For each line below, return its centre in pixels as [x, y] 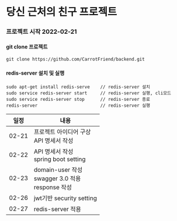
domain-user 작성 [58, 170]
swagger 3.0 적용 [57, 178]
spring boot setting [60, 159]
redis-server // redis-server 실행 [78, 106]
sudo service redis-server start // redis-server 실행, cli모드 [88, 93]
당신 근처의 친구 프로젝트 [62, 12]
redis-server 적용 [58, 209]
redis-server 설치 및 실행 [35, 73]
